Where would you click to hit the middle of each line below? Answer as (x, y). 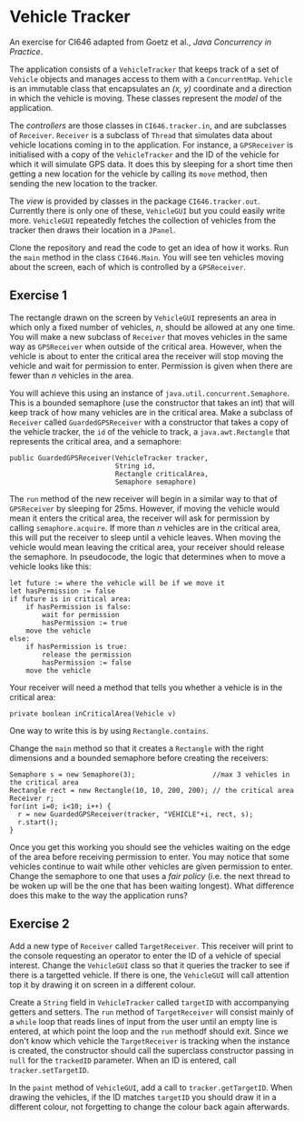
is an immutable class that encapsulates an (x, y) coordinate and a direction (151, 88)
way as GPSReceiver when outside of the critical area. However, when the (146, 346)
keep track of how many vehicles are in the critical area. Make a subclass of (151, 412)
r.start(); (38, 822)
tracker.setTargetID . (49, 1069)
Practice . (26, 51)
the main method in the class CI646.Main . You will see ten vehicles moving (147, 257)
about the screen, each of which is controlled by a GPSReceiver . (128, 266)
